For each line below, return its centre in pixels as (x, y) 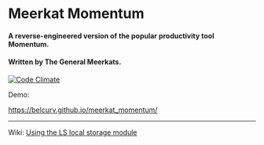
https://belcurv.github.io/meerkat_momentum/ (83, 110)
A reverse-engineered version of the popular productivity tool (111, 35)
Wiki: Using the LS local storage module (73, 132)
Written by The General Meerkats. (65, 62)
